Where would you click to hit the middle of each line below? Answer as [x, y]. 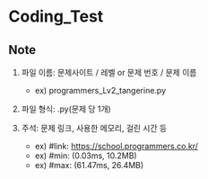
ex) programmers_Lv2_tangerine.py [100, 90]
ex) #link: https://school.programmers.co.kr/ [117, 146]
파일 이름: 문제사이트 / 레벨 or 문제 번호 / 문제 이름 [109, 72]
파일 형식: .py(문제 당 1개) [66, 109]
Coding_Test [56, 17]
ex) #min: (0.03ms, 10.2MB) [86, 156]
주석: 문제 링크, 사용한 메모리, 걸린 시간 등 [94, 128]
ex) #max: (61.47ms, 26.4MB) [89, 165]
